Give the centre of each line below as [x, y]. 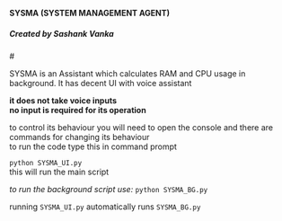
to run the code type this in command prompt [93, 146]
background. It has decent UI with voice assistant [101, 83]
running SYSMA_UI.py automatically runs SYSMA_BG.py [105, 207]
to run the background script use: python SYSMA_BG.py [109, 189]
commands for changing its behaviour [79, 137]
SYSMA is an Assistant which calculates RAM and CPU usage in [128, 73]
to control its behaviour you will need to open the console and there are [141, 127]
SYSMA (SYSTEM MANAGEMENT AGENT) [90, 13]
